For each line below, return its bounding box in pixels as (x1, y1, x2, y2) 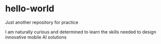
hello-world (5, 3, 55, 14)
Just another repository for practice (5, 19, 79, 25)
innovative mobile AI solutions (5, 34, 67, 40)
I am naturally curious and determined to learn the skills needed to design (5, 29, 157, 35)
